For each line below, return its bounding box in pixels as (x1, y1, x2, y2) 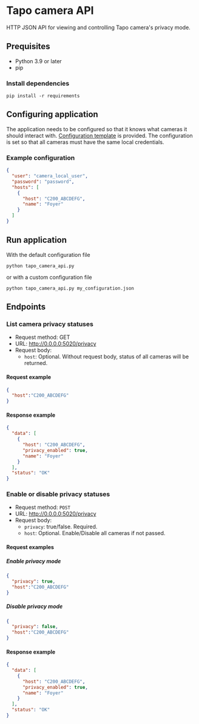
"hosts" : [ (12, 184, 39, 190)
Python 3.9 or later (15, 57, 62, 64)
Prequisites (6, 41, 50, 52)
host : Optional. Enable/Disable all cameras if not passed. (24, 530, 166, 537)
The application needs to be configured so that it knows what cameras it (6, 125, 187, 132)
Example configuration (6, 153, 75, 162)
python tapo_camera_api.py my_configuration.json (6, 285, 135, 292)
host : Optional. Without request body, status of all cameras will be (24, 353, 189, 360)
